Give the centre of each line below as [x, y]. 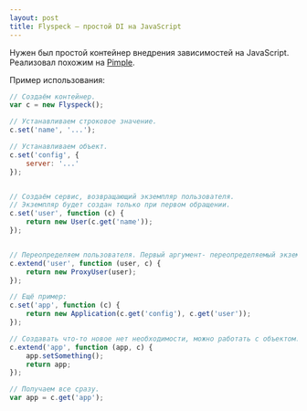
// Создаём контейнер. [53, 97]
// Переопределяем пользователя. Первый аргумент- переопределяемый [143, 255]
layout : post [34, 18]
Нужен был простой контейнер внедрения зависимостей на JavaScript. [149, 52]
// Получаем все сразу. [55, 389]
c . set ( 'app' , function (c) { [65, 306]
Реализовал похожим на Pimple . [72, 62]
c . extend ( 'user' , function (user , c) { [85, 263]
